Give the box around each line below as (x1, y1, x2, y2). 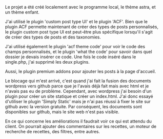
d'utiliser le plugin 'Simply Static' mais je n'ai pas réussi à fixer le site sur (5, 99, 151, 104)
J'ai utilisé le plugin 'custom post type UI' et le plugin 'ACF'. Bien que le (5, 19, 148, 24)
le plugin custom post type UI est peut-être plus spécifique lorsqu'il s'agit (5, 29, 153, 35)
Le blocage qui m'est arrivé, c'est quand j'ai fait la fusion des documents (5, 78, 151, 84)
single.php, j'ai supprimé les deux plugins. (5, 59, 90, 65)
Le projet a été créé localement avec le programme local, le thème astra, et (5, 4, 156, 10)
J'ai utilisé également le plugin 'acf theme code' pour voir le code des (5, 44, 145, 49)
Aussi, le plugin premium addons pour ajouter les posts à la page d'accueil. (5, 69, 156, 74)
